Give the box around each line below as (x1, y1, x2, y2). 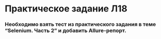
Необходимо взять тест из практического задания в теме (5, 21, 156, 28)
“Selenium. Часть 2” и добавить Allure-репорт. (5, 27, 127, 34)
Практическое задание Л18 (5, 3, 128, 14)
